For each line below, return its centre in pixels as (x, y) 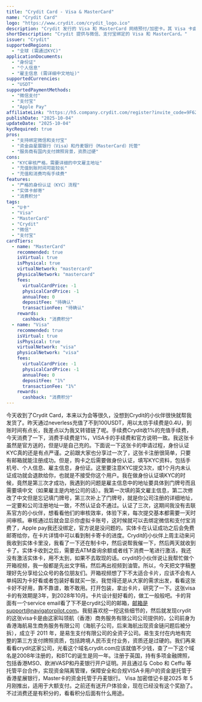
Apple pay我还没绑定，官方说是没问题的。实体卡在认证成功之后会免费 (108, 528)
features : (19, 180)
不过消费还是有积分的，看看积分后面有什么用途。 (67, 693)
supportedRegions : (29, 46)
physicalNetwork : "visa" (48, 353)
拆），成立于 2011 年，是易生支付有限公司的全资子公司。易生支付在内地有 (96, 633)
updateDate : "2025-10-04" (38, 124)
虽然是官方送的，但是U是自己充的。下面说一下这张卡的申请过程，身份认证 (98, 445)
